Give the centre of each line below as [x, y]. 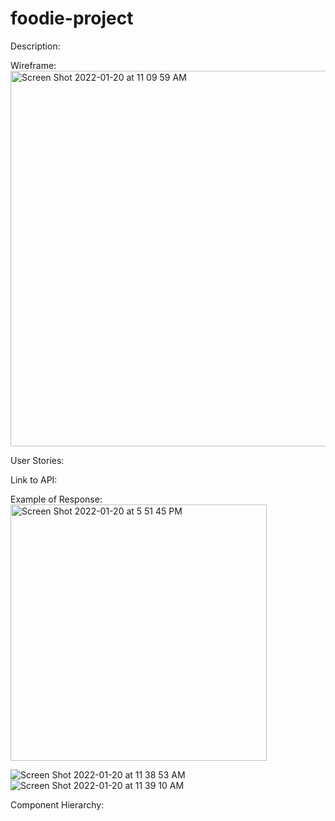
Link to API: [34, 479]
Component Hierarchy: [57, 804]
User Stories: [37, 460]
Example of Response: [56, 499]
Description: [35, 46]
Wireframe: [33, 65]
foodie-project [72, 18]
